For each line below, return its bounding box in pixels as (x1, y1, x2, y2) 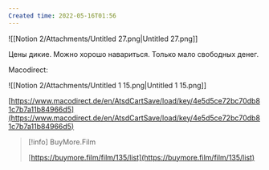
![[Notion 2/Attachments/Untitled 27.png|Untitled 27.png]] (8, 34, 198, 43)
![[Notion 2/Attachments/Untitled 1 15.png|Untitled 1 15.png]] (8, 80, 207, 90)
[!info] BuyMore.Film (27, 137, 96, 147)
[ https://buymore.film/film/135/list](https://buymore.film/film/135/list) (27, 152, 255, 162)
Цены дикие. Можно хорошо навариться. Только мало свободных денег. (8, 49, 259, 59)
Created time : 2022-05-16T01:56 (8, 11, 116, 20)
